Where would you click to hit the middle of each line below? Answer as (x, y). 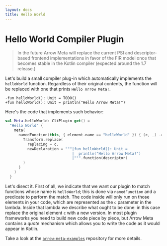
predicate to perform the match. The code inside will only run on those (78, 197)
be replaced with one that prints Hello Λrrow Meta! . (58, 89)
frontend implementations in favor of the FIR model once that (94, 58)
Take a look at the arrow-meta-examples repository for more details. (73, 238)
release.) (26, 69)
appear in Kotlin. (22, 229)
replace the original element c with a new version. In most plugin (71, 213)
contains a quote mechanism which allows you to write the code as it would (83, 223)
